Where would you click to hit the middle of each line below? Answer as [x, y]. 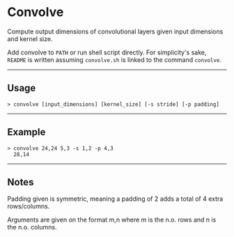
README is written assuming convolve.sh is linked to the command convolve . [114, 59]
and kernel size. [30, 38]
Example [26, 132]
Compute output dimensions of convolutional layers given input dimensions [115, 31]
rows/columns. [29, 206]
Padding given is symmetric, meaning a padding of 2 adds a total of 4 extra [115, 199]
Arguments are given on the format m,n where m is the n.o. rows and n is [112, 220]
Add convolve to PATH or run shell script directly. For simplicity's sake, [107, 52]
